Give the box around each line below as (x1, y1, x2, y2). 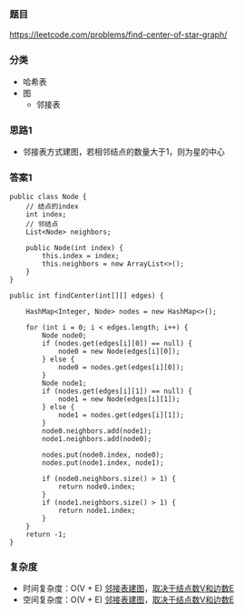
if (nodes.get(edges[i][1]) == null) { (42, 387, 193, 397)
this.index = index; (42, 252, 120, 261)
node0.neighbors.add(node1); (42, 427, 152, 436)
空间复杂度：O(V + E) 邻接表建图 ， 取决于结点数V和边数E (22, 594, 234, 606)
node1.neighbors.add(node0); (42, 435, 152, 444)
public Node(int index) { (25, 244, 124, 253)
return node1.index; (57, 507, 136, 516)
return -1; (25, 530, 67, 539)
